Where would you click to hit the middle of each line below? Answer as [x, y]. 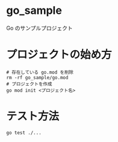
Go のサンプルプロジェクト [40, 28]
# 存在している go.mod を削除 [40, 72]
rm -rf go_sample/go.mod [37, 77]
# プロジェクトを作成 [29, 84]
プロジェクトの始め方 [59, 55]
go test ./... [24, 133]
